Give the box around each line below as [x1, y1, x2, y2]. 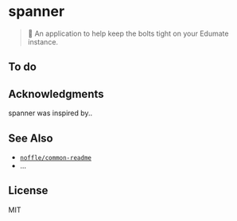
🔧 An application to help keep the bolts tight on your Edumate [27, 29, 229, 38]
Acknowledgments [8, 87, 105, 101]
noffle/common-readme [19, 153, 91, 161]
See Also [8, 131, 53, 145]
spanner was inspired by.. [8, 108, 93, 118]
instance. [27, 37, 58, 46]
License [8, 184, 49, 197]
